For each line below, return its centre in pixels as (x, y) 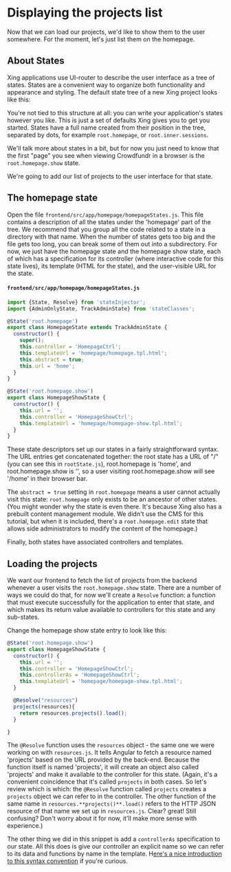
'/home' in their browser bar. (47, 479)
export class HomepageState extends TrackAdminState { (87, 328)
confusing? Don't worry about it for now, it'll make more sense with (102, 818)
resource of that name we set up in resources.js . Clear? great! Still (102, 811)
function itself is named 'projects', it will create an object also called (103, 767)
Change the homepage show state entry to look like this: (87, 631)
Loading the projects (52, 564)
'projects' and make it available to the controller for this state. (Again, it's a (112, 775)
